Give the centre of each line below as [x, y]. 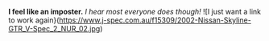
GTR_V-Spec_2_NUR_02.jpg [54, 29]
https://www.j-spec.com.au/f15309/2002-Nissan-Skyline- [155, 20]
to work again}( [34, 20]
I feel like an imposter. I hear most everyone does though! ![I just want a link [135, 12]
